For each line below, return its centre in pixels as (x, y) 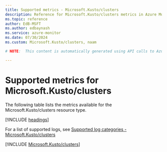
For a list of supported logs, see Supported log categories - (66, 129)
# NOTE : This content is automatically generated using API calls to (80, 51)
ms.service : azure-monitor (33, 33)
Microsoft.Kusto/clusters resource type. (46, 110)
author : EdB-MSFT (23, 24)
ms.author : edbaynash (28, 28)
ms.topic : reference (27, 19)
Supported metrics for (52, 80)
